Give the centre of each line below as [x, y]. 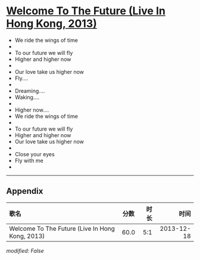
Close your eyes [35, 154]
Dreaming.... [30, 91]
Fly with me [29, 160]
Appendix [25, 191]
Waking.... [27, 97]
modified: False [25, 250]
